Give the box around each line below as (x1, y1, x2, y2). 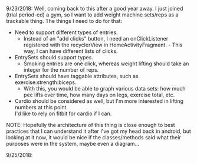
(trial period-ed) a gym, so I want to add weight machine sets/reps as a (6, 11, 179, 18)
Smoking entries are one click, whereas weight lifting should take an (23, 60, 189, 67)
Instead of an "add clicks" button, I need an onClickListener (23, 35, 169, 42)
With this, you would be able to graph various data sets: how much (23, 85, 186, 92)
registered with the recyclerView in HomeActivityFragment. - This (23, 41, 183, 48)
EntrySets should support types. (14, 54, 93, 61)
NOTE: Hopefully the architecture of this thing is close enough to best (6, 122, 175, 128)
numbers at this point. (14, 104, 68, 111)
